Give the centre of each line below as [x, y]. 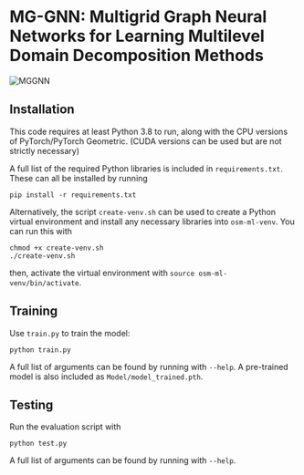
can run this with [41, 231]
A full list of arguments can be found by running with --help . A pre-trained [149, 367]
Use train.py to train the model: [70, 333]
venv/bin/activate [44, 283]
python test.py [38, 444]
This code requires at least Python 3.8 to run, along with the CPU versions [149, 131]
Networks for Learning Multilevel [137, 36]
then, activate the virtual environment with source [102, 273]
